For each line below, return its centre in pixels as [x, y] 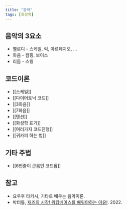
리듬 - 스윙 [23, 61]
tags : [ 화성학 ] [20, 14]
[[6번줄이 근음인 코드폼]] [37, 165]
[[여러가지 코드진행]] [33, 129]
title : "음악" [19, 10]
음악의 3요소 [23, 36]
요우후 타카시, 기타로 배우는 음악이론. [49, 196]
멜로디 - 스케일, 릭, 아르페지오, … [45, 49]
